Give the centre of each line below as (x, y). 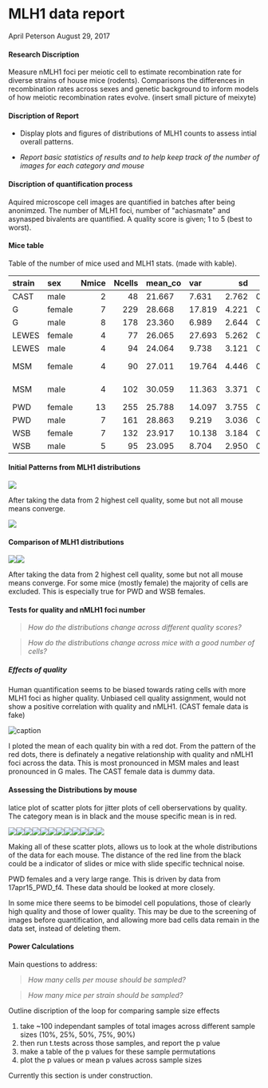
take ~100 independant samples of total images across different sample (137, 1026)
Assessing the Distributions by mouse (73, 790)
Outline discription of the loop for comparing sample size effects (114, 1011)
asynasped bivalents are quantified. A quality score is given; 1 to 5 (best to (130, 219)
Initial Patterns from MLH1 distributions (75, 467)
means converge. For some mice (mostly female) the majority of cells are (128, 583)
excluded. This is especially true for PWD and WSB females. (107, 592)
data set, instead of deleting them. (65, 928)
